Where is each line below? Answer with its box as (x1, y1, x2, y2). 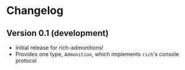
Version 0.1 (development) (6, 28, 109, 38)
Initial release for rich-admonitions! (15, 44, 104, 51)
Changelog (6, 4, 64, 18)
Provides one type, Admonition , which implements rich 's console (15, 51, 179, 58)
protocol (15, 57, 37, 64)
